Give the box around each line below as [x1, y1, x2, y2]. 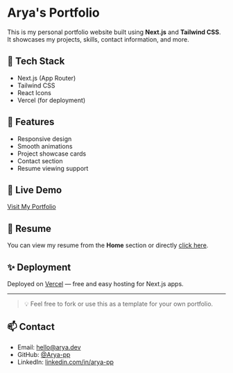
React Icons [17, 88, 52, 97]
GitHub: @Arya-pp [17, 350, 71, 358]
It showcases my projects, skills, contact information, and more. [7, 35, 189, 43]
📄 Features [7, 116, 55, 128]
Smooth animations [17, 142, 73, 150]
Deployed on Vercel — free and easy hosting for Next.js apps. [7, 280, 184, 288]
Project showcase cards [17, 149, 87, 158]
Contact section [17, 156, 63, 165]
